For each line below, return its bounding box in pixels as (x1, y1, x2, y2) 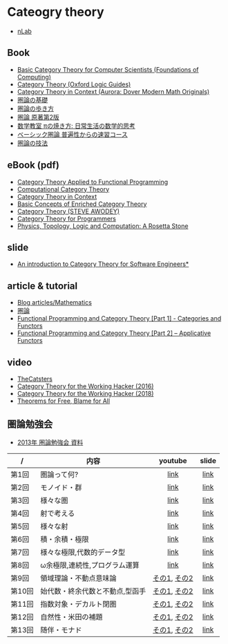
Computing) (17, 73, 52, 81)
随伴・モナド (40, 625, 82, 634)
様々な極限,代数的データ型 (40, 547, 126, 557)
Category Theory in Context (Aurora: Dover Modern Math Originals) (17, 87, 210, 95)
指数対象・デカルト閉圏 (40, 599, 117, 609)
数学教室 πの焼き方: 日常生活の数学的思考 (17, 122, 136, 130)
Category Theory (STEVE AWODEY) (17, 207, 120, 215)
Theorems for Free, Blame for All (17, 397, 111, 405)
